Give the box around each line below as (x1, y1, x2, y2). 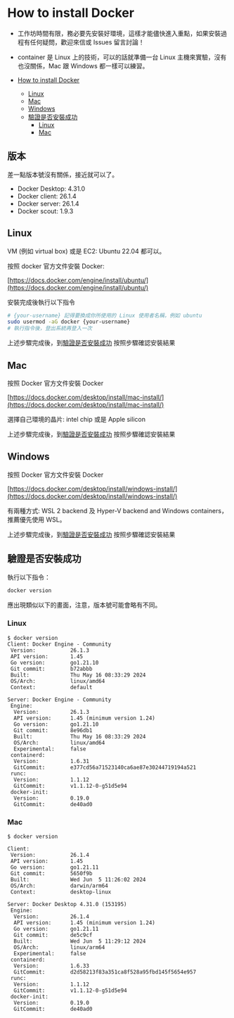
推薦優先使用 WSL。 (7, 515, 66, 524)
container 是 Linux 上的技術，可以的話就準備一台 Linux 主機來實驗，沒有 (17, 53, 227, 61)
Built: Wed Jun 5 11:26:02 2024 (10, 876, 146, 884)
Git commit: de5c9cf (13, 931, 93, 939)
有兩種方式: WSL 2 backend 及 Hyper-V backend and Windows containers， (7, 506, 228, 515)
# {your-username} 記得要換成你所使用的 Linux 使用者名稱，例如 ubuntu (7, 312, 202, 319)
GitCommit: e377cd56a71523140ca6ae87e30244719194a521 (13, 764, 197, 771)
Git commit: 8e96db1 (13, 727, 93, 734)
